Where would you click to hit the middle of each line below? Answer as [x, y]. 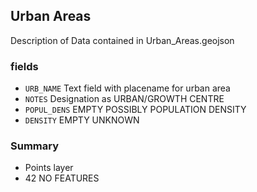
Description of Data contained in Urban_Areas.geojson [122, 40]
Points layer [49, 168]
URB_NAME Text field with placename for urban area [127, 88]
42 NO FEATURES [62, 178]
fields [24, 66]
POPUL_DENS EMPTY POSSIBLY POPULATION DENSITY [135, 110]
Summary [35, 146]
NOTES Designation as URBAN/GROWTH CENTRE [124, 99]
